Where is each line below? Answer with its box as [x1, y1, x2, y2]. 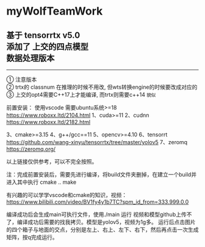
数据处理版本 [6, 53, 55, 63]
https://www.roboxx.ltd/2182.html [6, 119, 90, 125]
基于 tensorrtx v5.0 [6, 30, 81, 40]
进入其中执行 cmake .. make [6, 178, 77, 186]
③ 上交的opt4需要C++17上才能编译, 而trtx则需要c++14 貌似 [6, 91, 156, 98]
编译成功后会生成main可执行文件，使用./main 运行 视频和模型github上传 [6, 211, 187, 218]
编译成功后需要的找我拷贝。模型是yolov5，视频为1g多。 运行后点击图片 [16, 218, 196, 226]
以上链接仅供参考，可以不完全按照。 [6, 158, 98, 165]
